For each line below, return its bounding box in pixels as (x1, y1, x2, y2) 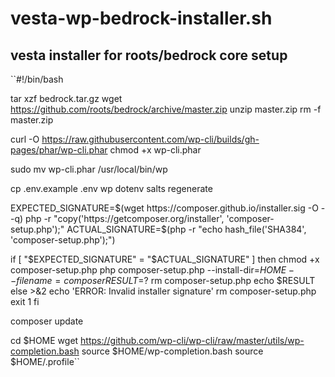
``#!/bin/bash (10, 73, 64, 85)
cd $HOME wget (10, 335, 79, 346)
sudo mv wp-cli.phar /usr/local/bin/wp (10, 163, 168, 175)
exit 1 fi (10, 296, 40, 307)
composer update (10, 315, 84, 327)
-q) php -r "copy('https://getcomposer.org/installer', (10, 213, 225, 224)
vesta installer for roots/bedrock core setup (10, 47, 288, 64)
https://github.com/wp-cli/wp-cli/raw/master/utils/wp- (80, 335, 305, 346)
